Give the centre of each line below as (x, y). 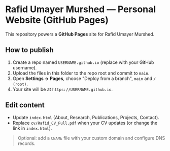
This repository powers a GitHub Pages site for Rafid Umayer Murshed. (80, 34)
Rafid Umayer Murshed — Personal (81, 9)
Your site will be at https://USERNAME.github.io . (63, 89)
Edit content (25, 105)
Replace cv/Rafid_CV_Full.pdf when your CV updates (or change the (85, 123)
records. (26, 143)
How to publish (30, 50)
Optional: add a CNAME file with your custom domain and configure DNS (91, 138)
